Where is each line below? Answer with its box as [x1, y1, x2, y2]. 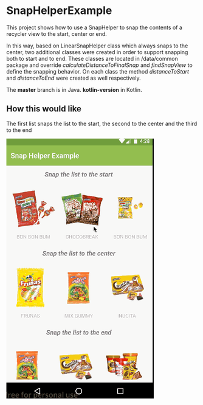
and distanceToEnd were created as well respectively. [6, 74, 141, 81]
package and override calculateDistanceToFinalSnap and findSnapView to [6, 61, 193, 69]
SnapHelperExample [6, 4, 112, 18]
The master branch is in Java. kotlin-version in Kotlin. [6, 86, 142, 93]
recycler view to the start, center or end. [6, 30, 108, 37]
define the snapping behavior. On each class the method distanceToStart [6, 67, 190, 75]
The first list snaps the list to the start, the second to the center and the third [6, 120, 198, 127]
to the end [6, 126, 32, 134]
